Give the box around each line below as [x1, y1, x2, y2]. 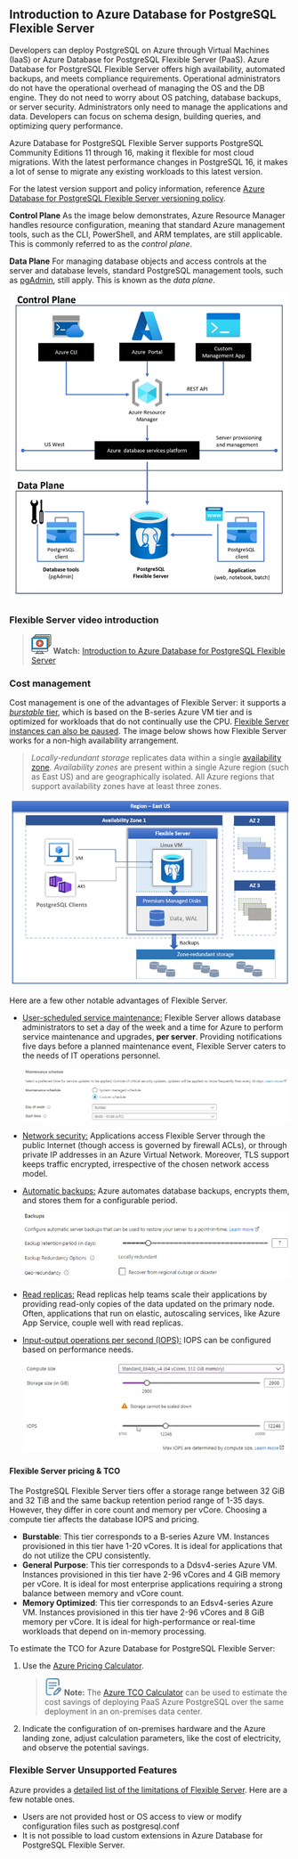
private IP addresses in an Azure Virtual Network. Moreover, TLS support [21, 1149, 290, 1161]
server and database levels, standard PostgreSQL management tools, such [9, 265, 284, 275]
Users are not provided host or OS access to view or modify [21, 1811, 242, 1822]
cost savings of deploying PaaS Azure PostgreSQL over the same [44, 1696, 285, 1707]
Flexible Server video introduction [9, 614, 159, 626]
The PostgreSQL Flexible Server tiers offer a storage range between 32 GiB [9, 1485, 286, 1496]
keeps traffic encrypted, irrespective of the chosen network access [21, 1159, 270, 1170]
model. [21, 1169, 48, 1179]
